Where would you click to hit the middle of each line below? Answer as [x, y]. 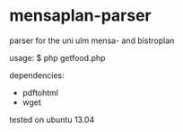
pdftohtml [40, 92]
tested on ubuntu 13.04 [52, 119]
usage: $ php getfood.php [57, 57]
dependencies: [37, 75]
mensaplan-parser [80, 16]
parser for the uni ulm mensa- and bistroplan [92, 40]
